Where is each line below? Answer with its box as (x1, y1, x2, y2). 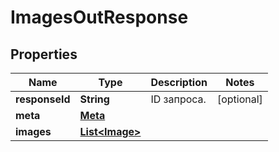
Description (150, 76, 208, 89)
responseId (15, 92, 71, 106)
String (79, 92, 110, 106)
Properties (10, 46, 78, 63)
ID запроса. (150, 92, 207, 106)
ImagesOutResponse (10, 6, 189, 29)
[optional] (216, 92, 263, 106)
